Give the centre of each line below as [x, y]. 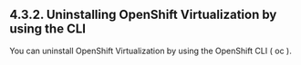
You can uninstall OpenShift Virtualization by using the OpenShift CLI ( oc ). [150, 51]
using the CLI [48, 29]
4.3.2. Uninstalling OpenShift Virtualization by [143, 15]
